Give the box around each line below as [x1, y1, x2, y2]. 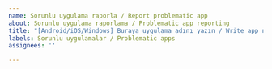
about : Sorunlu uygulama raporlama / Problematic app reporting [8, 19, 230, 27]
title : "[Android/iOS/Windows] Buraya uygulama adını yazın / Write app [8, 26, 259, 34]
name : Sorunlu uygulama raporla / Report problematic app [8, 11, 208, 20]
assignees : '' [8, 42, 57, 50]
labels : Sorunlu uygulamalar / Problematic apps [8, 34, 176, 43]
